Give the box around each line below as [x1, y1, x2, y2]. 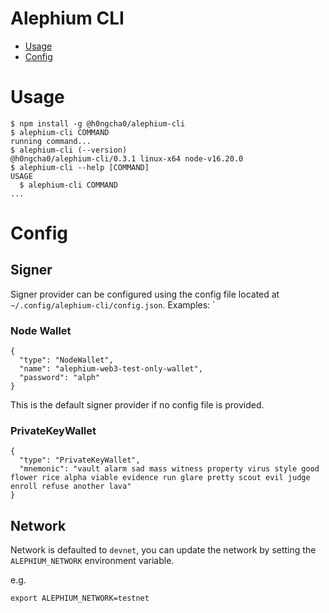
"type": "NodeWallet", [19, 355, 114, 366]
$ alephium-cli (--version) [10, 145, 128, 155]
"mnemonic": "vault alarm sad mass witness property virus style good [19, 464, 320, 474]
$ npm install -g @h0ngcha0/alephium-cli [10, 118, 186, 129]
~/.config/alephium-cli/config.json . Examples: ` [10, 298, 216, 311]
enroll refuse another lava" [10, 482, 132, 492]
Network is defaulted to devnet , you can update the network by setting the [10, 544, 317, 556]
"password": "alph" [19, 373, 101, 383]
